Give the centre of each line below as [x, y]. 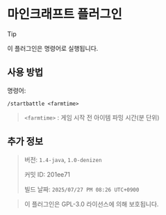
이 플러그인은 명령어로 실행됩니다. [53, 48]
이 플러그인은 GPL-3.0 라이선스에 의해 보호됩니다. [91, 204]
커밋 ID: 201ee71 [47, 174]
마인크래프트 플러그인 [65, 14]
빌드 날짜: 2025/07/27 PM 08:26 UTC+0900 [82, 189]
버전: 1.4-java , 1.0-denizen [63, 159]
